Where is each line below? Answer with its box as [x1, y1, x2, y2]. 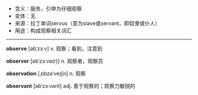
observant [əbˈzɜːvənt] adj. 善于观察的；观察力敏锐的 [6, 83, 136, 89]
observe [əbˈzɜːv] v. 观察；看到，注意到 [6, 45, 103, 52]
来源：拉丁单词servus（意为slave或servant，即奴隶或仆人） [14, 20, 161, 26]
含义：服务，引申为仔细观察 [14, 5, 82, 12]
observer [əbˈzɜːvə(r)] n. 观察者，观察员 [6, 57, 104, 65]
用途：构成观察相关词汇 [14, 27, 72, 34]
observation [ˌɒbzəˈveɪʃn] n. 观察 [6, 70, 86, 77]
